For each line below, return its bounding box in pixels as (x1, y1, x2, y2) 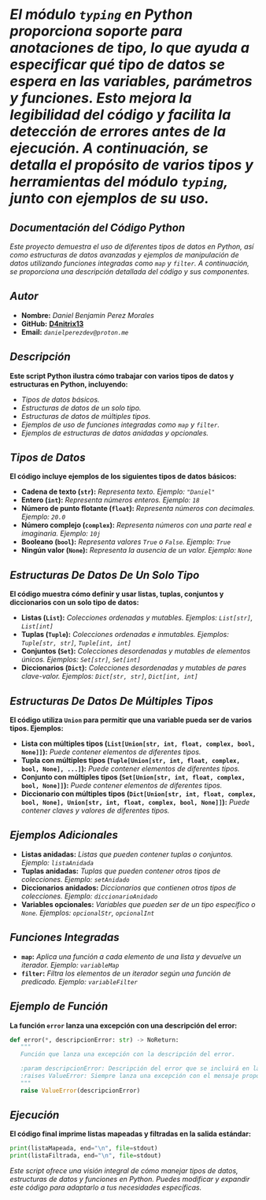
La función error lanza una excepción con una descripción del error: (9, 1020, 238, 1030)
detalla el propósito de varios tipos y (9, 156, 253, 174)
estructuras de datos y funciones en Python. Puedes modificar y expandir (9, 1175, 250, 1184)
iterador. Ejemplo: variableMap (20, 960, 120, 969)
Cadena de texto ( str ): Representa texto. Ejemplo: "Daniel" (20, 487, 216, 497)
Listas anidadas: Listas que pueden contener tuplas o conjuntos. (20, 849, 234, 859)
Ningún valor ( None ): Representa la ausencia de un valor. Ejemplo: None (20, 546, 253, 555)
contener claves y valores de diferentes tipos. (20, 806, 170, 816)
